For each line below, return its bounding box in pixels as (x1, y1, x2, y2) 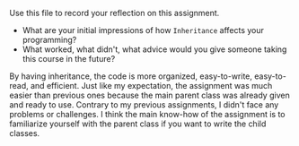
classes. (9, 128, 40, 138)
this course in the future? (22, 54, 116, 64)
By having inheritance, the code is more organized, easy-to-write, (9, 71, 253, 82)
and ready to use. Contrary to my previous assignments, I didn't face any (9, 99, 279, 110)
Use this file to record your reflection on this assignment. (9, 8, 220, 18)
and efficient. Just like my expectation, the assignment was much (30, 81, 273, 90)
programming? (22, 35, 77, 45)
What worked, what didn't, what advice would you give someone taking (22, 44, 287, 55)
